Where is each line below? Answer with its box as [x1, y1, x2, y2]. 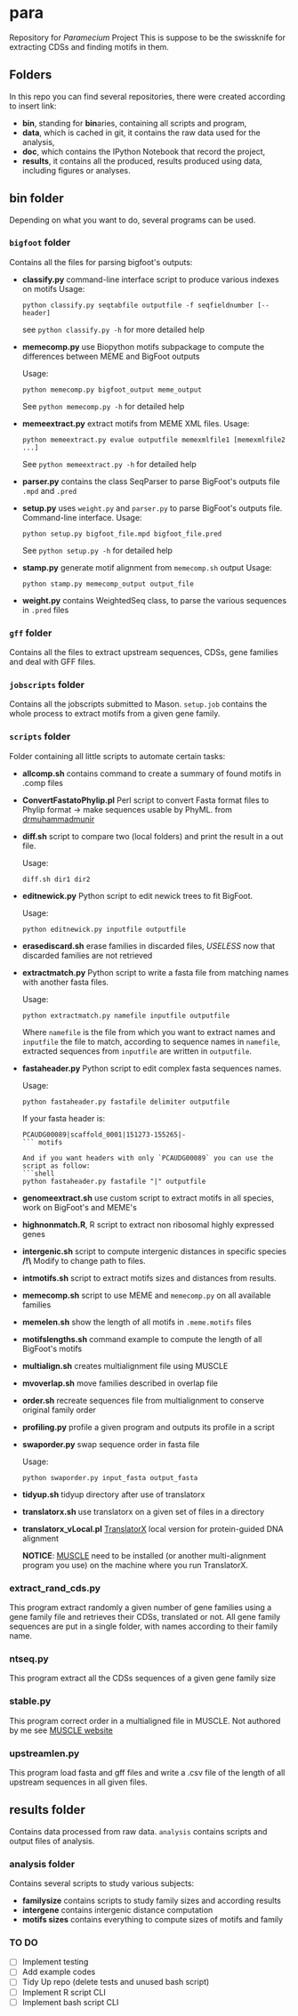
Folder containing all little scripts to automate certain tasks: [9, 750, 226, 761]
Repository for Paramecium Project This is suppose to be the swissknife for [9, 32, 286, 43]
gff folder [9, 627, 52, 639]
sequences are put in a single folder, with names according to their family [9, 1621, 278, 1631]
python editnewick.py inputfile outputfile [21, 925, 187, 934]
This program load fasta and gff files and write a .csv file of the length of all [9, 1767, 286, 1777]
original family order [21, 1405, 96, 1415]
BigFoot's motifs [21, 1343, 83, 1354]
